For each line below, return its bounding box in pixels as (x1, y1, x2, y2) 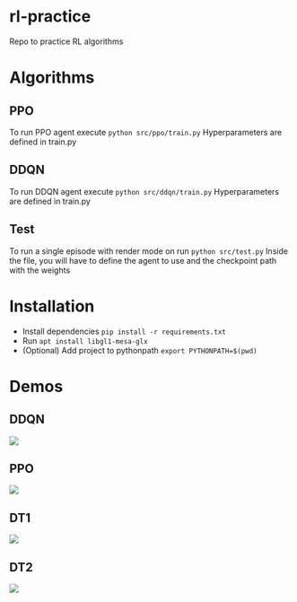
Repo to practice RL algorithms (9, 36, 124, 47)
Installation (9, 296, 95, 316)
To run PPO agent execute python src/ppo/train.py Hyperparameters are (9, 127, 283, 137)
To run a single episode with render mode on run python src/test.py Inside (9, 245, 289, 257)
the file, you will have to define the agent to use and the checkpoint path (9, 255, 277, 266)
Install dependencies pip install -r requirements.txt (22, 326, 226, 336)
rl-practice (9, 6, 92, 27)
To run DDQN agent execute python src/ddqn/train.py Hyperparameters (9, 186, 280, 196)
